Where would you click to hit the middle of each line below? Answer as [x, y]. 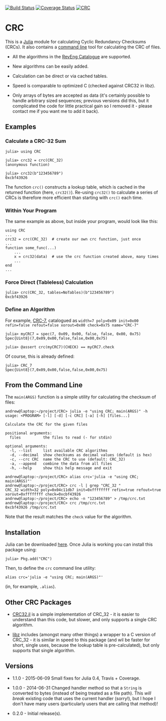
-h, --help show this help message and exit [61, 468]
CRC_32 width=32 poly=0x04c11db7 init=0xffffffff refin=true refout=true [83, 490]
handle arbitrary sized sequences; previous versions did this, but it [81, 100]
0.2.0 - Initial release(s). [37, 713]
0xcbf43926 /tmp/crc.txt [31, 507]
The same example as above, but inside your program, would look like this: [82, 221]
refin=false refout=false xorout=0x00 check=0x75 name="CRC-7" [72, 325]
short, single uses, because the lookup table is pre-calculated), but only [86, 645]
